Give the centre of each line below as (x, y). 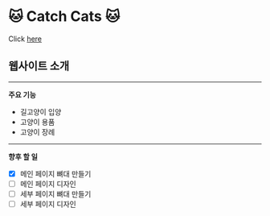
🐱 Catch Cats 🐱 (64, 17)
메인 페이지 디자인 (48, 184)
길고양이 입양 (41, 111)
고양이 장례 (37, 131)
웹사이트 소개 (39, 66)
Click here (25, 39)
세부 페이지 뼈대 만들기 (55, 193)
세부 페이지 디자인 (48, 204)
